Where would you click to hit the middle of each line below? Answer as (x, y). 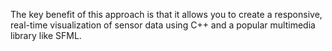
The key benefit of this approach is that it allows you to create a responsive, (166, 14)
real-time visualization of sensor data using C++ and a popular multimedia (163, 25)
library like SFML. (46, 35)
